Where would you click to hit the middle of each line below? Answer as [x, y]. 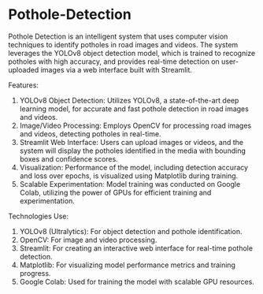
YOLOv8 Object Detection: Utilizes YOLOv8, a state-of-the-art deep [129, 100]
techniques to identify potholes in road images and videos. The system [123, 44]
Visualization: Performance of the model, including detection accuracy [134, 167]
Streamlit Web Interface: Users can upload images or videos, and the [131, 142]
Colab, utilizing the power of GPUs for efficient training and [115, 192]
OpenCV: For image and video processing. [88, 240]
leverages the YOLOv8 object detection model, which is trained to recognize [132, 53]
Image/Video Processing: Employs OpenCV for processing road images [135, 125]
